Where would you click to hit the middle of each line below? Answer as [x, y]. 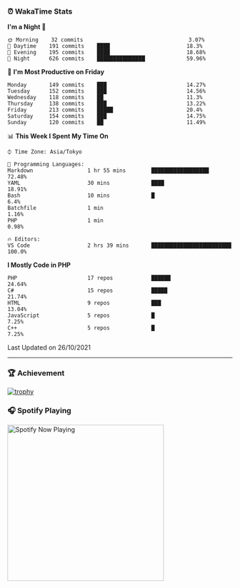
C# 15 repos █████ [87, 291]
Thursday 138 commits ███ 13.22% [106, 104]
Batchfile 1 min [55, 208]
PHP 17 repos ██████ [89, 278]
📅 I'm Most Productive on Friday [56, 72]
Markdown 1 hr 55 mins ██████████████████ [108, 171]
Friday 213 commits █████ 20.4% [105, 110]
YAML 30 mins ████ [86, 183]
